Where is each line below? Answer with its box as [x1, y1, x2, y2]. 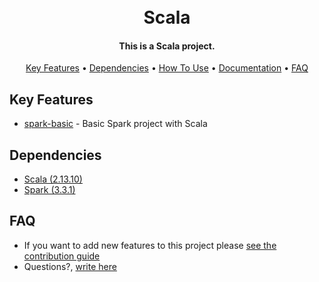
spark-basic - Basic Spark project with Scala [23, 118, 208, 130]
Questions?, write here [23, 260, 117, 272]
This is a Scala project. [118, 40, 216, 52]
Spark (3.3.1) [23, 184, 76, 196]
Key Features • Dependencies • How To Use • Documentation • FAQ [25, 62, 309, 74]
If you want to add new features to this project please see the [23, 239, 277, 251]
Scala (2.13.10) [23, 173, 83, 185]
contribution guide [23, 250, 101, 262]
